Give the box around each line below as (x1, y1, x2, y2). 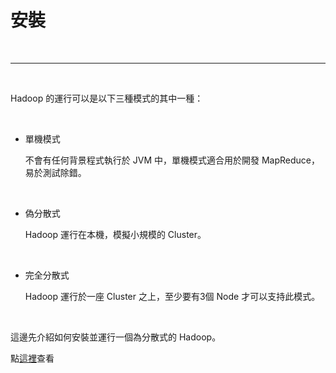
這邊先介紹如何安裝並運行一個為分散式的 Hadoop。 (10, 331, 222, 343)
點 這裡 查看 (10, 352, 55, 364)
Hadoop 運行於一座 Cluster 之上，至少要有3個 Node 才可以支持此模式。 (24, 290, 321, 302)
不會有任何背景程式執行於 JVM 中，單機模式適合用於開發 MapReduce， (24, 154, 320, 166)
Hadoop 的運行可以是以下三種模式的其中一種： (10, 92, 204, 104)
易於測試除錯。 (24, 166, 87, 178)
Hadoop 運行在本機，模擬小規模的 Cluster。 (24, 228, 207, 240)
